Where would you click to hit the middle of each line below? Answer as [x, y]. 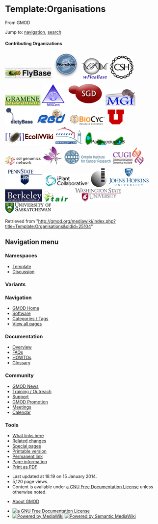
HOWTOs [22, 358]
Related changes [29, 441]
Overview [22, 347]
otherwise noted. [29, 492]
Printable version [29, 451]
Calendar [21, 412]
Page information [30, 461]
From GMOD [18, 23]
